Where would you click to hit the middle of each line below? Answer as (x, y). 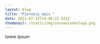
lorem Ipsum (17, 37)
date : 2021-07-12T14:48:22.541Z (37, 18)
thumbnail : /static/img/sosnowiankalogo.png (50, 23)
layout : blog (18, 9)
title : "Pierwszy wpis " (30, 14)
